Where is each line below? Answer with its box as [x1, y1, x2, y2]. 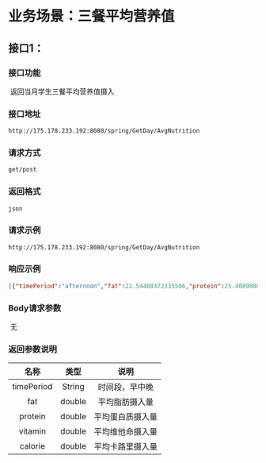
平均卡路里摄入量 [93, 442, 158, 453]
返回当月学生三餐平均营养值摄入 [9, 87, 115, 96]
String [62, 381, 85, 392]
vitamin [18, 426, 46, 437]
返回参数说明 [8, 343, 58, 354]
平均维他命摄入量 [93, 426, 158, 438]
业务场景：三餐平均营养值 [8, 7, 176, 25]
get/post [8, 166, 37, 174]
